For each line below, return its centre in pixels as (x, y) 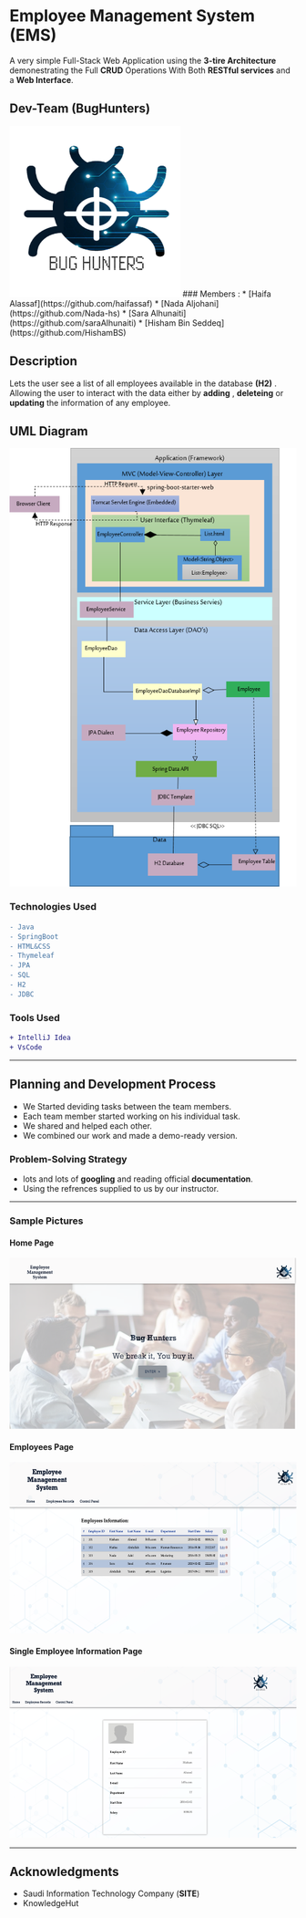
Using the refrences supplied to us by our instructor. (121, 1188)
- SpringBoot (34, 936)
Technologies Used (53, 907)
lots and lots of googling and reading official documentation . (138, 1179)
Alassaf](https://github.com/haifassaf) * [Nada (97, 303)
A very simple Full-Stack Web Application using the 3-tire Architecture (143, 60)
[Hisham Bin (167, 323)
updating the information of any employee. (90, 402)
